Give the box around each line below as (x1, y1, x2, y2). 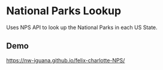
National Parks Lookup (6, 4, 122, 18)
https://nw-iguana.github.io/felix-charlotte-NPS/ (6, 56, 125, 63)
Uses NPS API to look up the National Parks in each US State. (6, 24, 158, 31)
